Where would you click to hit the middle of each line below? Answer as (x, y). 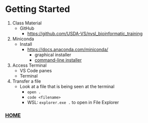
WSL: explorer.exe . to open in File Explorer (73, 102)
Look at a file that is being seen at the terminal (67, 86)
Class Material (27, 23)
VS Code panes (36, 70)
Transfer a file (27, 81)
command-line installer (58, 60)
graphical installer (53, 55)
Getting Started (38, 9)
